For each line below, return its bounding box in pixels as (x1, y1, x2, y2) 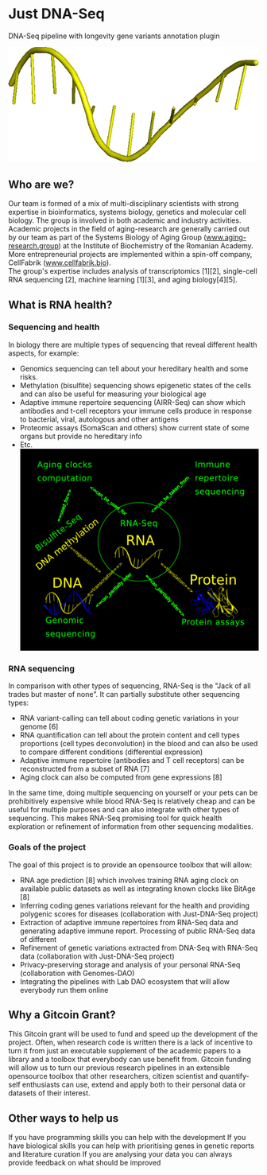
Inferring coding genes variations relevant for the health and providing (19, 901, 250, 910)
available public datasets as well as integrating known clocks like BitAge (19, 884, 256, 893)
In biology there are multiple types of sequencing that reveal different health (8, 340, 257, 349)
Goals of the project (8, 842, 87, 853)
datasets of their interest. (8, 1088, 91, 1098)
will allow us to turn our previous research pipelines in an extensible (8, 1063, 230, 1072)
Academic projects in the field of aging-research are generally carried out (8, 224, 250, 234)
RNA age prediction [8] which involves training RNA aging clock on (19, 875, 239, 885)
